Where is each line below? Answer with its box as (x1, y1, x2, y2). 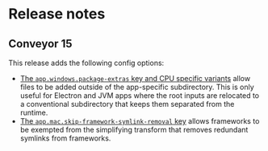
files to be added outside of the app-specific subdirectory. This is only (19, 82, 254, 92)
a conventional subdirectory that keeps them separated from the (19, 100, 235, 108)
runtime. (19, 108, 48, 117)
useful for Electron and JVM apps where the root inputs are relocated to (19, 91, 260, 100)
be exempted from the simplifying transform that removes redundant (19, 125, 249, 134)
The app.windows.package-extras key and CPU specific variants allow (19, 74, 251, 83)
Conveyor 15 (8, 37, 73, 51)
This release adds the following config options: (8, 58, 165, 67)
